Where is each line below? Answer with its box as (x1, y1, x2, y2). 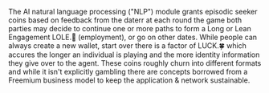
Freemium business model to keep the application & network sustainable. (8, 75, 251, 85)
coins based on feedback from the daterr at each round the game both (8, 15, 243, 25)
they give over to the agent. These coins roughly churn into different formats (8, 59, 262, 67)
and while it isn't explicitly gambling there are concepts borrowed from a (8, 67, 248, 76)
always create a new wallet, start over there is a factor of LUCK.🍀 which (8, 41, 247, 51)
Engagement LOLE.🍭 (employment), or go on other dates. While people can (8, 32, 258, 42)
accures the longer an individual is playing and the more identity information (8, 50, 260, 59)
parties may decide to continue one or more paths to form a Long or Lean (8, 24, 251, 33)
